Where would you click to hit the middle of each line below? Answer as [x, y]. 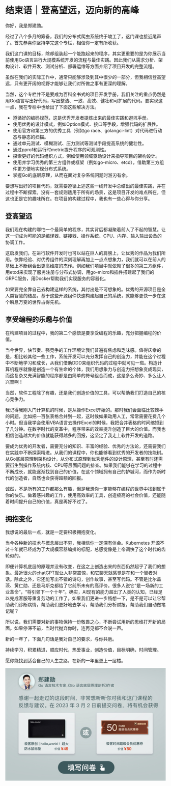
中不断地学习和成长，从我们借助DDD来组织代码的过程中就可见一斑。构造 [81, 362]
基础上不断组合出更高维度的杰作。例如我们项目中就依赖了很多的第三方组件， [85, 266]
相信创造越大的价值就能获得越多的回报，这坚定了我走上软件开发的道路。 [81, 435]
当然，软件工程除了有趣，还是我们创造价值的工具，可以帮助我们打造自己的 [83, 392]
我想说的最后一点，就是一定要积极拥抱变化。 [52, 532]
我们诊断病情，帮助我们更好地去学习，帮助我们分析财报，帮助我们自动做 [85, 605]
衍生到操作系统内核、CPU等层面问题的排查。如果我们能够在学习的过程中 [85, 465]
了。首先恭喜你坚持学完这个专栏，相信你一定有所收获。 [63, 43]
